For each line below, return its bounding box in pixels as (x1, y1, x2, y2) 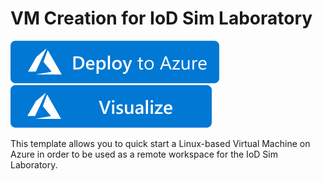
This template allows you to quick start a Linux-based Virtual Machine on (10, 137, 311, 149)
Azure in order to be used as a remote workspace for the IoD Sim (10, 148, 278, 160)
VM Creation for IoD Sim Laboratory (10, 7, 313, 30)
